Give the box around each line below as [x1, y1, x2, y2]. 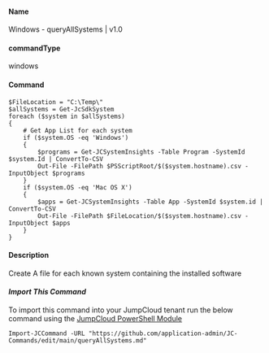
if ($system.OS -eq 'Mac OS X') [23, 183, 132, 191]
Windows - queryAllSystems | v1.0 [8, 24, 124, 34]
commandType [8, 43, 61, 53]
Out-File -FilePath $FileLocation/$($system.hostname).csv [37, 211, 242, 220]
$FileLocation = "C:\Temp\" [8, 98, 104, 106]
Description [8, 251, 50, 260]
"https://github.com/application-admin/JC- [88, 329, 238, 338]
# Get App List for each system [23, 126, 132, 134]
